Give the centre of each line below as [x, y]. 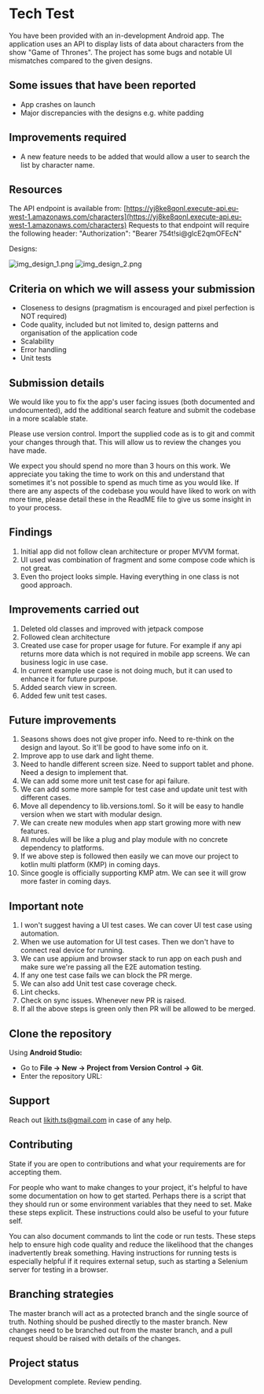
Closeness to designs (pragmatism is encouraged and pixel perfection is [137, 308]
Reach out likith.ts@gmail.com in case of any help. [90, 1120]
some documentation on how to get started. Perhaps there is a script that [127, 1196]
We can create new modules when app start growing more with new [131, 823]
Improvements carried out [74, 610]
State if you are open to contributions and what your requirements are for [127, 1163]
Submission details [57, 383]
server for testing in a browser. [59, 1270]
